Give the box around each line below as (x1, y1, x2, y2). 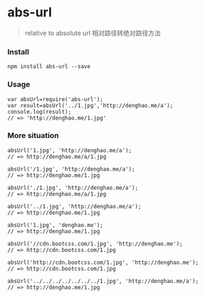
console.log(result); (7, 108, 72, 115)
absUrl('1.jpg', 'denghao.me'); (7, 221, 103, 228)
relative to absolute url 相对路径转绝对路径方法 (24, 28, 162, 37)
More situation (7, 131, 59, 141)
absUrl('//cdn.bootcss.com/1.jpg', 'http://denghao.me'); (7, 240, 183, 248)
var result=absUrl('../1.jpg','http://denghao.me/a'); (7, 102, 174, 109)
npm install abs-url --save (7, 63, 91, 70)
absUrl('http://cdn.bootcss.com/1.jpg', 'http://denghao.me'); (7, 259, 199, 266)
